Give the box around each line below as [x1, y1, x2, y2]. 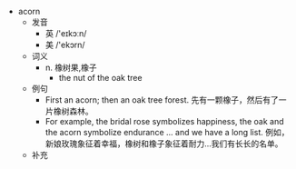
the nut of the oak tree [58, 73, 143, 83]
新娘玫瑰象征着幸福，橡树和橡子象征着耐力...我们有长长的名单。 [44, 138, 283, 149]
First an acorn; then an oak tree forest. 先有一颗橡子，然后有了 [44, 94, 279, 105]
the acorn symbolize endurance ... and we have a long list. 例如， [44, 127, 290, 137]
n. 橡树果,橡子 [44, 62, 97, 73]
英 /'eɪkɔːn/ [44, 28, 87, 38]
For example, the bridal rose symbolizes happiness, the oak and [44, 116, 284, 126]
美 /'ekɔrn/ [44, 39, 85, 50]
